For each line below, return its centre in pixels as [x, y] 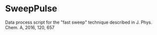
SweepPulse [31, 9]
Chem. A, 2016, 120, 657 [30, 27]
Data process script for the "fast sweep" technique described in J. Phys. [78, 22]
